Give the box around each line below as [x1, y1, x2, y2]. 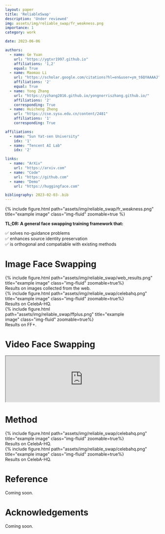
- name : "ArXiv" [9, 161, 42, 166]
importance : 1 [5, 25, 34, 30]
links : [5, 156, 19, 162]
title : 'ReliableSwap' [5, 12, 51, 17]
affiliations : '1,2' [14, 61, 56, 66]
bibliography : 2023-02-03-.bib [5, 193, 69, 197]
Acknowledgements [5, 507, 89, 518]
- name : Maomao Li [9, 71, 47, 75]
